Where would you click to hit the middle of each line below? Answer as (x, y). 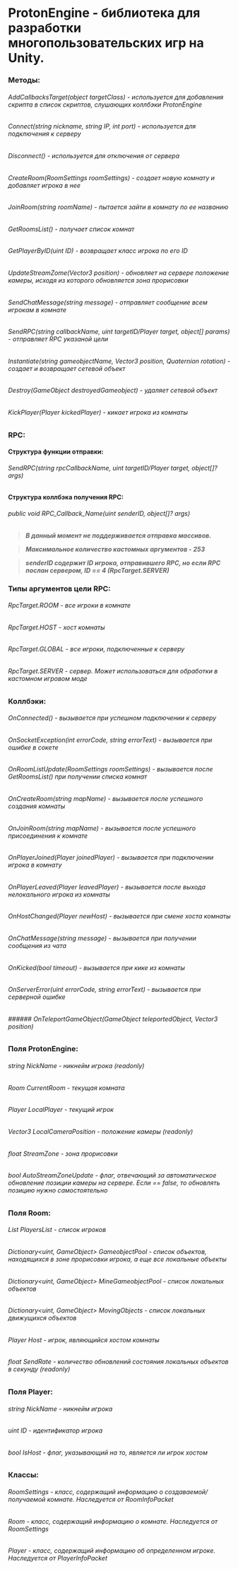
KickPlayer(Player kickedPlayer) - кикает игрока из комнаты (98, 413)
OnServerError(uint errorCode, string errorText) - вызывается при (105, 990)
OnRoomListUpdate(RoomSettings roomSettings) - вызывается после (111, 769)
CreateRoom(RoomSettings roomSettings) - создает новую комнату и (111, 177)
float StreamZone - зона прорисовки (63, 1154)
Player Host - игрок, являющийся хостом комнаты (84, 1339)
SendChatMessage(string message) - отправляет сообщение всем (108, 302)
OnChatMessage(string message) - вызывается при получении (102, 938)
